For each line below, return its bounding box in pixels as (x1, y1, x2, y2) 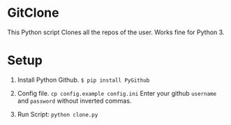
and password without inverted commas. (17, 96, 132, 105)
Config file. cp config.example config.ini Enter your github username (17, 89, 217, 97)
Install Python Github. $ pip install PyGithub (17, 75, 150, 84)
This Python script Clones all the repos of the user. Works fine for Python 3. (7, 28, 225, 36)
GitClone (7, 5, 59, 21)
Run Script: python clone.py (17, 110, 98, 118)
